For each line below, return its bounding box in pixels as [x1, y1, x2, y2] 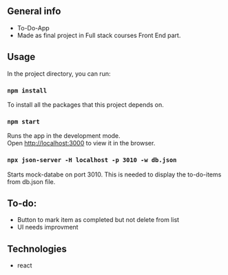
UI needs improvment [17, 223, 79, 232]
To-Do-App [17, 23, 50, 32]
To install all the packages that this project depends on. [7, 100, 164, 109]
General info [7, 6, 61, 17]
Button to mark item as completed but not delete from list [17, 216, 180, 224]
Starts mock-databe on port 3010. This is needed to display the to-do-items [7, 170, 222, 179]
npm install [7, 86, 48, 94]
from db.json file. [7, 177, 56, 185]
